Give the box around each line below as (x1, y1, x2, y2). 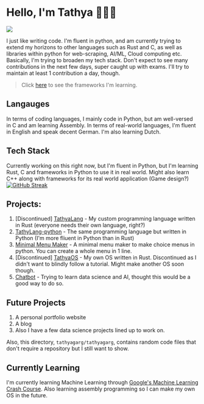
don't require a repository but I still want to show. (6, 345, 129, 352)
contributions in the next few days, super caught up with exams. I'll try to (6, 63, 189, 70)
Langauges (6, 99, 50, 109)
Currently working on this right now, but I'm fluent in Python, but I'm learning (6, 161, 199, 169)
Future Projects (6, 297, 66, 308)
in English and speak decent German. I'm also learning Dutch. (6, 128, 161, 135)
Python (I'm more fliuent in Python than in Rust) (15, 235, 135, 242)
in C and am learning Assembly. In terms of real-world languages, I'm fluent (6, 121, 196, 129)
